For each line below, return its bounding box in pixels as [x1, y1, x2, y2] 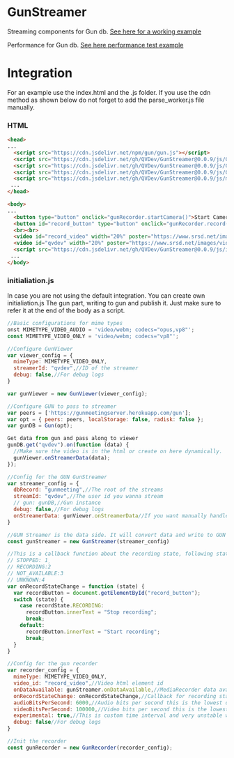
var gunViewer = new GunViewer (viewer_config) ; [7, 390, 148, 397]
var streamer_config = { [7, 480, 79, 487]
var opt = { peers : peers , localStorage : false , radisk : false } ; [7, 416, 204, 423]
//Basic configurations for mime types [7, 320, 123, 327]
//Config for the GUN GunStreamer [7, 473, 108, 480]
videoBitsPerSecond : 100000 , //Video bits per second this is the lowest [13, 706, 229, 713]
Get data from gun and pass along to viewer [7, 435, 139, 442]
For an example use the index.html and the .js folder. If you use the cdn [7, 88, 211, 96]
